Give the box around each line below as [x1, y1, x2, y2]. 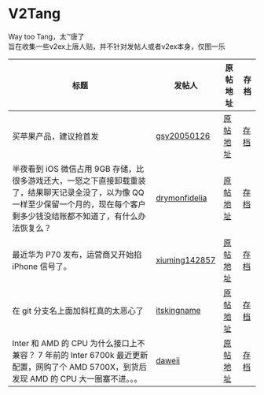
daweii [156, 355, 181, 366]
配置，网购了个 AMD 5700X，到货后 [12, 361, 148, 372]
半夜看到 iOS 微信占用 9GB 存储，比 [12, 163, 145, 174]
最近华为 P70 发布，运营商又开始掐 [12, 249, 142, 260]
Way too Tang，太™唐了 [8, 32, 85, 41]
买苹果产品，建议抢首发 [12, 131, 100, 142]
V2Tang [8, 5, 61, 23]
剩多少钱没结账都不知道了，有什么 [12, 211, 139, 222]
